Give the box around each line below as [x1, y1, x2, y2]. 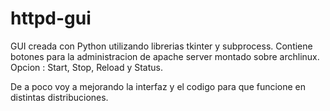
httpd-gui [10, 7, 92, 30]
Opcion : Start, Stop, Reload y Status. [10, 61, 163, 73]
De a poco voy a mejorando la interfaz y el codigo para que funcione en [10, 80, 307, 92]
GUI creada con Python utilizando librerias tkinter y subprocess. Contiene [10, 40, 313, 52]
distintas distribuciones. [10, 91, 109, 103]
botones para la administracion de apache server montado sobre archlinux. [10, 50, 320, 62]
